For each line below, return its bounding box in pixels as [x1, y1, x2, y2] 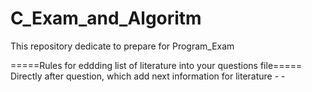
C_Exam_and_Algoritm [10, 7, 202, 30]
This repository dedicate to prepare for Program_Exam [10, 40, 235, 52]
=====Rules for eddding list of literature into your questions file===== [10, 59, 303, 71]
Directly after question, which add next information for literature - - [10, 70, 286, 82]
